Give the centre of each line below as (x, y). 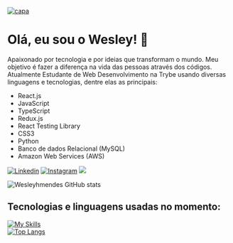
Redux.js (31, 118)
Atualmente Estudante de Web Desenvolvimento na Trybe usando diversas (116, 74)
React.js (29, 95)
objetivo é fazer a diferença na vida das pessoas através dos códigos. (110, 67)
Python (28, 141)
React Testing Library (49, 126)
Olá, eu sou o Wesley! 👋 (78, 40)
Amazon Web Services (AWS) (61, 156)
